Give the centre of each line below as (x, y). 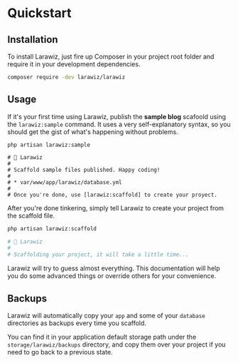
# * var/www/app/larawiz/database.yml (65, 182)
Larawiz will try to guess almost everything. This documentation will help (114, 268)
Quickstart (40, 13)
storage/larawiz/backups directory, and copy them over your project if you (117, 344)
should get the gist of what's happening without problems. (93, 132)
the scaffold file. (31, 215)
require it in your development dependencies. (74, 64)
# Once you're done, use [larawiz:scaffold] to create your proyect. (113, 195)
